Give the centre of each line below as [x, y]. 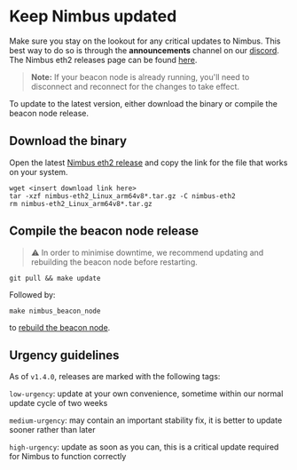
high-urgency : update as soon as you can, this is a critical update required [144, 447]
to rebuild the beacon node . [60, 327]
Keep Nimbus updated [93, 16]
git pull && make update [55, 278]
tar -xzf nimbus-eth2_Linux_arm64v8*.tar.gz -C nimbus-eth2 [123, 196]
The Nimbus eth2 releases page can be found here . [103, 60]
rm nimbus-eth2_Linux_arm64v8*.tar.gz [81, 203]
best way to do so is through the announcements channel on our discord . [144, 50]
